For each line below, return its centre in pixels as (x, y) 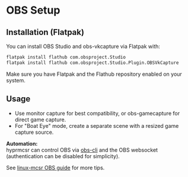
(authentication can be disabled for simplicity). (63, 156)
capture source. (34, 132)
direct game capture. (40, 120)
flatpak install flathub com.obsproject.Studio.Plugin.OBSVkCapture (93, 63)
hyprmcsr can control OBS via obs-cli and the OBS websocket (82, 150)
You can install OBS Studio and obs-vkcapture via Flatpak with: (83, 46)
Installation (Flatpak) (45, 32)
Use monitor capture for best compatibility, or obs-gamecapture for (97, 113)
